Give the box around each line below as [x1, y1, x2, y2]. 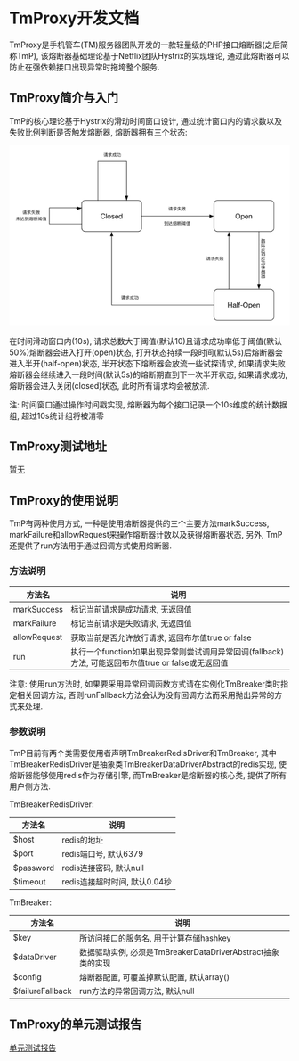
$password [12, 862, 55, 873]
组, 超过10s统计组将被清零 [9, 410, 104, 421]
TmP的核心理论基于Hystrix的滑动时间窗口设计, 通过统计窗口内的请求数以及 [9, 115, 283, 126]
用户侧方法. [9, 781, 52, 792]
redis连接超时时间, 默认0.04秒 [61, 876, 172, 887]
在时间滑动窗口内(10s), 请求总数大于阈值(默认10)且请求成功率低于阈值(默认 [9, 335, 282, 346]
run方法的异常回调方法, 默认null [78, 986, 195, 997]
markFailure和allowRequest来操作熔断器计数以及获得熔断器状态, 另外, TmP [9, 530, 283, 540]
